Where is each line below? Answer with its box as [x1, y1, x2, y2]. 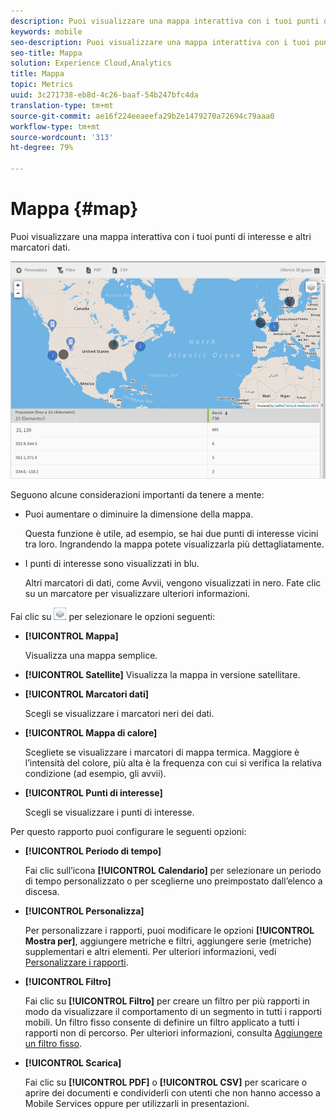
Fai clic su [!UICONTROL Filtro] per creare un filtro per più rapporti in [24, 995, 310, 1007]
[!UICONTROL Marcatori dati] [24, 688, 149, 700]
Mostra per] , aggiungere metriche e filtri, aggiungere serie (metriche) [24, 935, 312, 947]
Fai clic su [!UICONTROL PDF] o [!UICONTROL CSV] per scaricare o [24, 1076, 308, 1089]
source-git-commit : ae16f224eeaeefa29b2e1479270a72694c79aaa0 [10, 111, 275, 121]
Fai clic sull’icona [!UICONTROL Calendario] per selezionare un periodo [24, 865, 322, 877]
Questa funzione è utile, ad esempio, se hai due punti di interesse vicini [24, 528, 319, 540]
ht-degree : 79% [10, 143, 74, 153]
